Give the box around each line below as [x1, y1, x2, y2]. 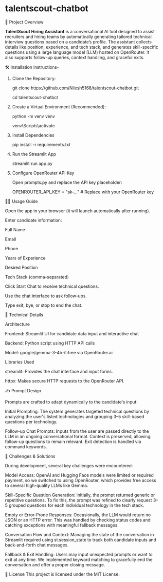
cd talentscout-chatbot [12, 94, 58, 100]
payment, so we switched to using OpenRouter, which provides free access [5, 477, 157, 483]
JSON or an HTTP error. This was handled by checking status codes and [5, 517, 151, 522]
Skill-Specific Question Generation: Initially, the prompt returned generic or [5, 492, 155, 498]
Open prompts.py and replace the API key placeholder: [12, 179, 123, 185]
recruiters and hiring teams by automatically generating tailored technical [5, 34, 152, 40]
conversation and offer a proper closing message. [5, 562, 106, 567]
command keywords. [5, 443, 47, 449]
